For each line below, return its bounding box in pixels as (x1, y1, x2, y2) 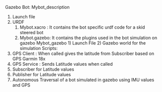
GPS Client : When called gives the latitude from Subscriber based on (12, 50, 155, 56)
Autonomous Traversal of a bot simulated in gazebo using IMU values (12, 77, 155, 83)
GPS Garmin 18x (12, 56, 46, 61)
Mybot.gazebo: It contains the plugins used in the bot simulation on (19, 35, 158, 41)
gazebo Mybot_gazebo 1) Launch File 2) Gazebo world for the (19, 40, 146, 46)
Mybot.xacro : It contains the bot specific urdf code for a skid (19, 24, 145, 30)
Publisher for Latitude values (12, 72, 71, 77)
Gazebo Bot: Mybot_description (5, 4, 70, 10)
